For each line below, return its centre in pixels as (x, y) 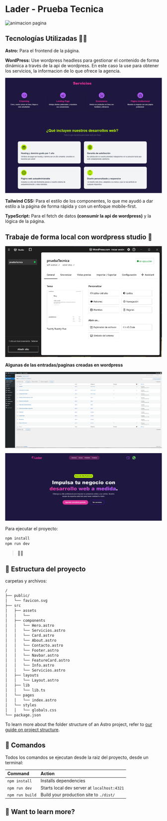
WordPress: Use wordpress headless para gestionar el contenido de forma (82, 60)
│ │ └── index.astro (31, 700)
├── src (13, 605)
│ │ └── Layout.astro (32, 680)
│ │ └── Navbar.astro (32, 655)
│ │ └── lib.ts (25, 690)
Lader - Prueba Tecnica (54, 9)
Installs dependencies (63, 781)
